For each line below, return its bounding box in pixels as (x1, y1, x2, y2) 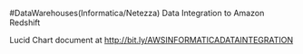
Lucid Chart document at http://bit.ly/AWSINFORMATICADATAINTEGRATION (9, 35, 294, 45)
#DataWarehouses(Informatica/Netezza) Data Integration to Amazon (9, 8, 265, 18)
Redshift (9, 17, 41, 28)
